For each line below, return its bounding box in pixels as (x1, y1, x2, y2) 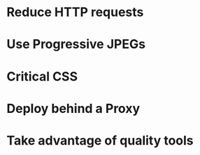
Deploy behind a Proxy (6, 100, 141, 116)
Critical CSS (6, 68, 78, 84)
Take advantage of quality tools (6, 133, 194, 148)
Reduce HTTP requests (6, 4, 144, 20)
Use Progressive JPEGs (6, 36, 146, 53)
